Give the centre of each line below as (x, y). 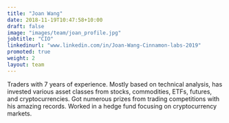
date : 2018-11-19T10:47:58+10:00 (55, 20)
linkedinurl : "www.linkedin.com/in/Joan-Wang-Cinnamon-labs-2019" (104, 45)
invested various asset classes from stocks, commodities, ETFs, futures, (109, 91)
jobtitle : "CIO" (30, 39)
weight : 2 (21, 58)
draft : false (26, 26)
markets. (20, 113)
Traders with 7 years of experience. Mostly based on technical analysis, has (115, 84)
